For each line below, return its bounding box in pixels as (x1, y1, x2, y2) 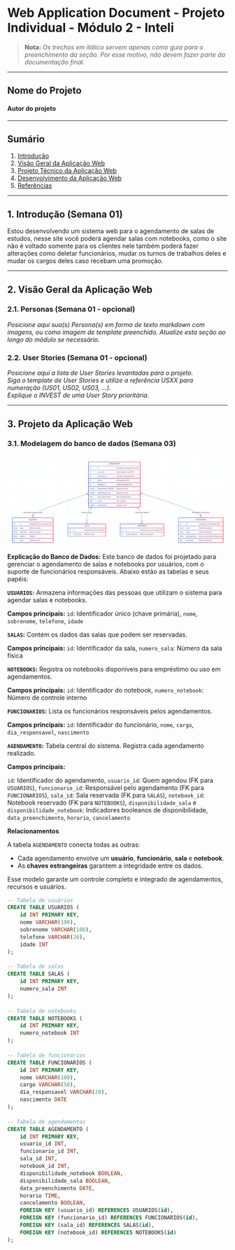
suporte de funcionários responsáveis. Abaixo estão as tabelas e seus (7, 567, 209, 576)
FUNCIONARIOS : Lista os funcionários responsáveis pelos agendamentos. (7, 707, 213, 715)
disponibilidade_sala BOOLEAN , (20, 1177, 111, 1184)
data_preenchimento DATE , (20, 1185, 96, 1192)
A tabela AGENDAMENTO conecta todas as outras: (7, 840, 141, 849)
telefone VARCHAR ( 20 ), (20, 933, 86, 940)
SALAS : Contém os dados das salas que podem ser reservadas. (7, 630, 187, 639)
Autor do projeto (7, 104, 56, 113)
